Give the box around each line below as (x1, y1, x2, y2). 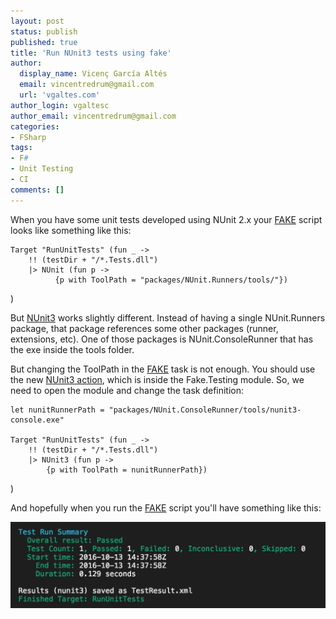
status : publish (10, 26, 78, 37)
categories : (10, 121, 60, 132)
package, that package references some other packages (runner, (10, 322, 279, 334)
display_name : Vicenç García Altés (19, 69, 168, 79)
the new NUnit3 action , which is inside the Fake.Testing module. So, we (10, 373, 305, 385)
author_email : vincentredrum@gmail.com (10, 111, 177, 121)
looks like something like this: (10, 224, 132, 236)
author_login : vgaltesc (10, 100, 110, 110)
